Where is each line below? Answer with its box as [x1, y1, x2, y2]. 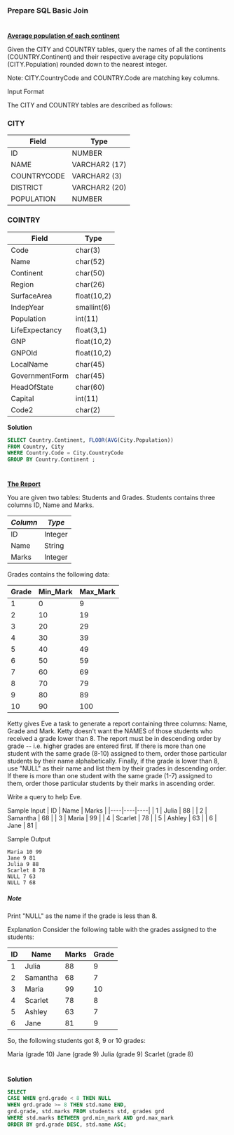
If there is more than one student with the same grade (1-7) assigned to [7, 772, 212, 780]
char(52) [75, 256, 105, 266]
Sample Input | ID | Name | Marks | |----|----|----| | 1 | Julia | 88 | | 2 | [7, 806, 208, 815]
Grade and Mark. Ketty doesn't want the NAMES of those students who [7, 727, 213, 735]
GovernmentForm [11, 371, 69, 381]
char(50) [75, 268, 105, 277]
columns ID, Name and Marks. [7, 501, 95, 509]
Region [11, 280, 34, 289]
